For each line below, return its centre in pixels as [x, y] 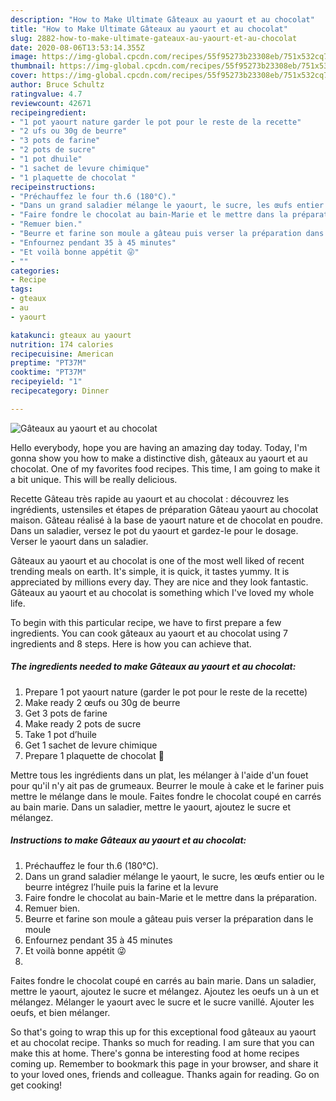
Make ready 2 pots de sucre [83, 723]
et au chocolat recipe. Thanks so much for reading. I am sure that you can [162, 1042]
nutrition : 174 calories [62, 344]
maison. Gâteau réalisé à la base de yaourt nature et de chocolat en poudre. [166, 520]
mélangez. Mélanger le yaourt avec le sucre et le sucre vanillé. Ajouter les [162, 1002]
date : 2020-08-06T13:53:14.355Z [77, 47]
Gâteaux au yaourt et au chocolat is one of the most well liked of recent [157, 560]
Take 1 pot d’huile [60, 734]
